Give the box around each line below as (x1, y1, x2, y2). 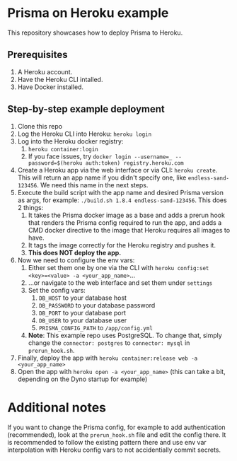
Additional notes (7, 399, 107, 415)
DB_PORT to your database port (38, 308, 126, 317)
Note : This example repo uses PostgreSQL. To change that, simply (28, 331, 223, 339)
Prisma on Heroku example (7, 5, 169, 21)
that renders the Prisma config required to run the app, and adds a (28, 218, 221, 227)
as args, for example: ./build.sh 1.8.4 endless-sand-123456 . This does (17, 196, 228, 204)
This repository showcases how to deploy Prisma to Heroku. (7, 28, 183, 37)
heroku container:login (28, 146, 99, 153)
